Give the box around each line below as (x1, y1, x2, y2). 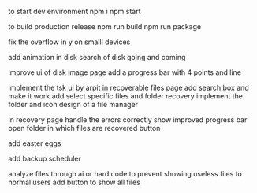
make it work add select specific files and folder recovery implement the (8, 91, 243, 101)
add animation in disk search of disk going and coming (8, 53, 186, 61)
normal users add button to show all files (8, 177, 140, 187)
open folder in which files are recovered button (8, 124, 161, 132)
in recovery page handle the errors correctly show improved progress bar (8, 115, 248, 124)
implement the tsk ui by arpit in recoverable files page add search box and (8, 83, 250, 92)
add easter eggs (8, 139, 61, 148)
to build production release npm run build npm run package (8, 22, 202, 31)
